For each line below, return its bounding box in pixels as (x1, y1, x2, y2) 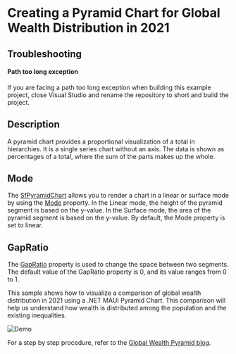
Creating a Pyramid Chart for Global (7, 5, 221, 21)
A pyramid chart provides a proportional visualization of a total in (7, 137, 195, 146)
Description (7, 118, 60, 131)
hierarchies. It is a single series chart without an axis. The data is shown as (7, 144, 225, 153)
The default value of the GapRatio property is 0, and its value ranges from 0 (7, 267, 227, 276)
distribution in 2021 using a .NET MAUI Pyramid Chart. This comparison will (7, 296, 226, 305)
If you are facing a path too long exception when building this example (7, 83, 211, 91)
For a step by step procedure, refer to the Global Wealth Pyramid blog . (7, 339, 211, 347)
